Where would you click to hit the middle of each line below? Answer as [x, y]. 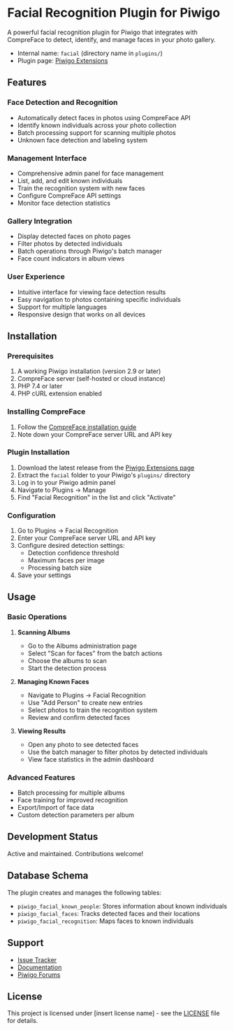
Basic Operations [37, 617]
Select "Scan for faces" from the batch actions [95, 653]
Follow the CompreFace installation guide [77, 427]
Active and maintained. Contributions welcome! [75, 853]
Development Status [53, 837]
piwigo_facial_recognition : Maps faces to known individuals [105, 921]
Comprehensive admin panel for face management [90, 173]
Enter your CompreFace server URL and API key [86, 538]
